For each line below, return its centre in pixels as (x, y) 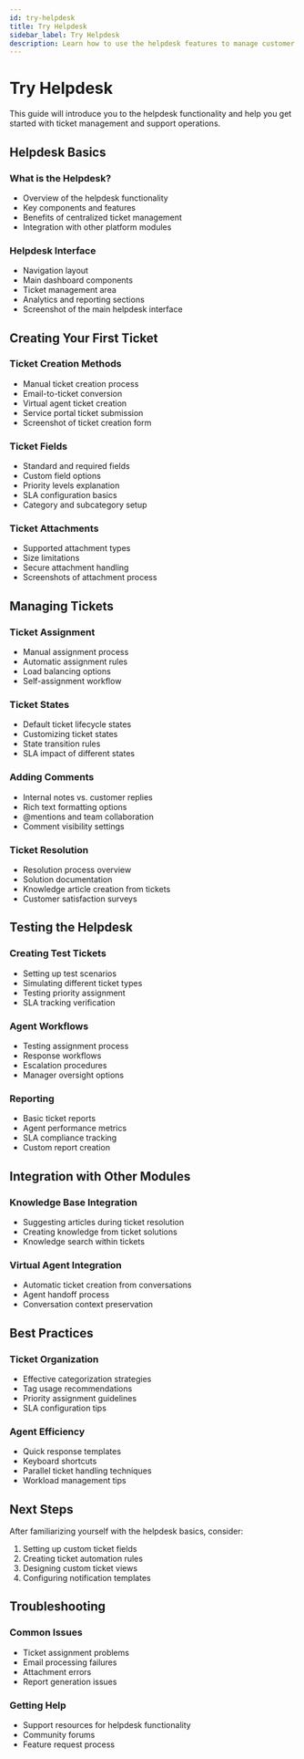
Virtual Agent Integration (66, 1265)
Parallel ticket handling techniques (87, 1471)
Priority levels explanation (71, 485)
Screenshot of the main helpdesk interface (103, 309)
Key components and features (79, 207)
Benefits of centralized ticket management (102, 217)
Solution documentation (67, 879)
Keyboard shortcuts (60, 1462)
